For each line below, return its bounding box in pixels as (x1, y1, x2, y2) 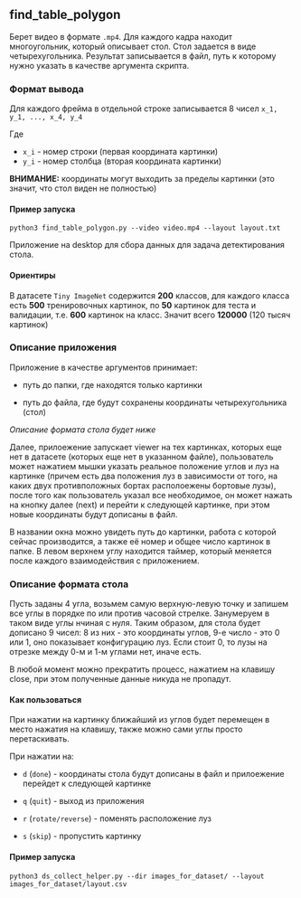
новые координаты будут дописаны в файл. (9, 508, 178, 519)
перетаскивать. (9, 733, 70, 744)
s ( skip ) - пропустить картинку (22, 831, 142, 842)
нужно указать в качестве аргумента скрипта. (9, 60, 190, 71)
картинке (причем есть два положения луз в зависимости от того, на (9, 470, 278, 481)
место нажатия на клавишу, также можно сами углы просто (9, 723, 243, 735)
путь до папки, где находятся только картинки (22, 379, 203, 390)
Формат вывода (9, 82, 84, 95)
